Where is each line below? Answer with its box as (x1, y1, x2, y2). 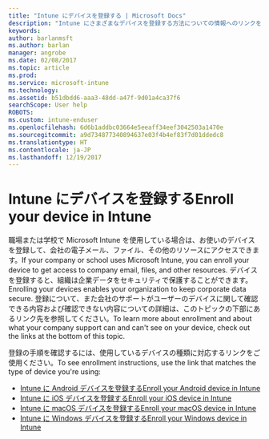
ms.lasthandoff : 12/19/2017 (8, 153, 102, 161)
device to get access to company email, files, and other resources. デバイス (8, 265, 258, 275)
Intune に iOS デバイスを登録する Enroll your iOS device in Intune (19, 393, 232, 403)
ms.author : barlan (8, 42, 70, 50)
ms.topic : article (8, 64, 70, 72)
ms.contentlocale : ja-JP (8, 146, 91, 154)
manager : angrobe (8, 49, 66, 57)
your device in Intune (8, 207, 152, 226)
